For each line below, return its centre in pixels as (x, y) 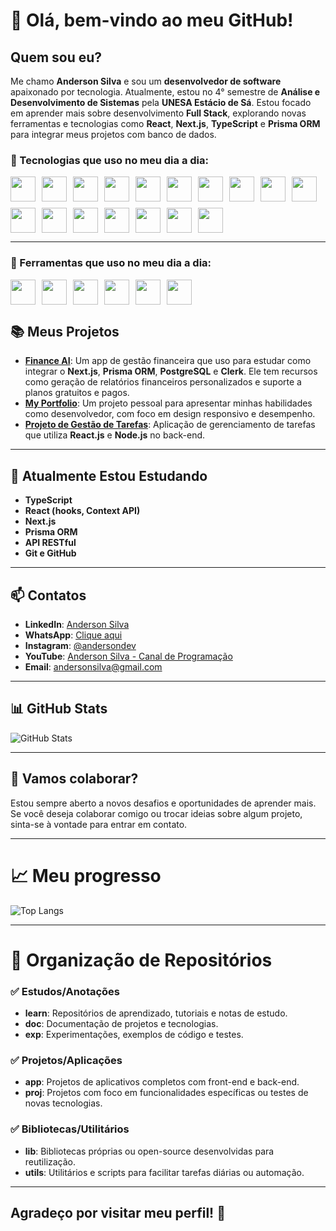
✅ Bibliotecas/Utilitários (70, 1129)
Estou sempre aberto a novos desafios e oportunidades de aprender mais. (163, 803)
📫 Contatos (48, 595)
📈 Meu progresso (86, 875)
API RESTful (50, 543)
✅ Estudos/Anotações (65, 991)
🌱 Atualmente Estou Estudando (109, 475)
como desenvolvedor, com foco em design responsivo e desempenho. (170, 414)
